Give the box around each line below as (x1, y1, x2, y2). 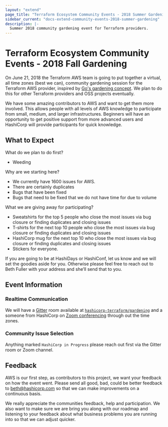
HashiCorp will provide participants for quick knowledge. (5, 122, 122, 128)
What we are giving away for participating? (5, 204, 93, 210)
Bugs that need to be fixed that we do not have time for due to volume (12, 194, 157, 200)
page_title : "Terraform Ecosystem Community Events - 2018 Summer (5, 12, 146, 17)
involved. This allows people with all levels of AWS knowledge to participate (5, 106, 161, 112)
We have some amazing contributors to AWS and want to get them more (5, 101, 154, 107)
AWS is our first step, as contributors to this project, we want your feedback (5, 374, 161, 380)
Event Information (5, 281, 62, 289)
